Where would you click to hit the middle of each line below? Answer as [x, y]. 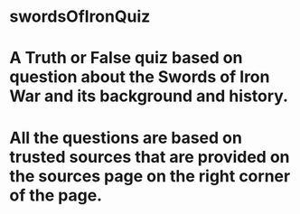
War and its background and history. [149, 96]
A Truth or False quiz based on [126, 58]
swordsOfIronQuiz [80, 17]
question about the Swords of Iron [140, 77]
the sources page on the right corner [150, 176]
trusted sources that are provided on [150, 157]
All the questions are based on [126, 138]
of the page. [56, 195]
